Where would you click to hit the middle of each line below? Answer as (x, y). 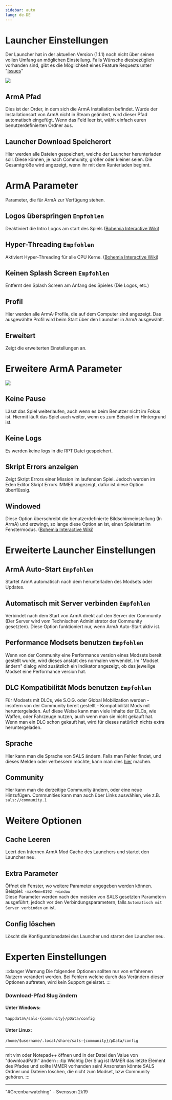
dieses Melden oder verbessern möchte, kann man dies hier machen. (79, 761)
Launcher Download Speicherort (58, 142)
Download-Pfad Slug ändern (41, 995)
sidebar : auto (20, 10)
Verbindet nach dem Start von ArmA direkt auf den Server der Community (83, 616)
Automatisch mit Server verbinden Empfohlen (78, 603)
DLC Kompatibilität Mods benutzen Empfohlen (79, 687)
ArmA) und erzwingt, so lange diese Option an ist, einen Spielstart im (78, 524)
